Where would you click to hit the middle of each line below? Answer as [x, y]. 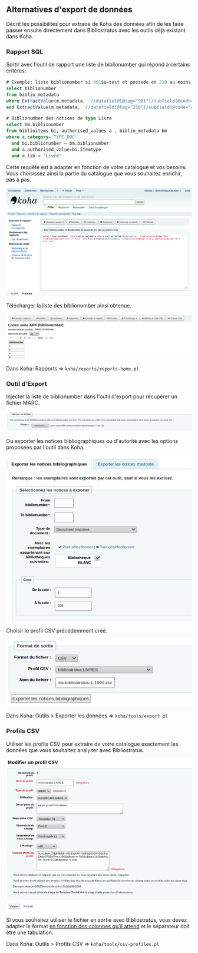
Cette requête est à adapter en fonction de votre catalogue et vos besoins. [97, 167]
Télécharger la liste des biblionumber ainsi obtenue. [69, 306]
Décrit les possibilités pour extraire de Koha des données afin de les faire [95, 24]
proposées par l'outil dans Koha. [45, 448]
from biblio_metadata [33, 95]
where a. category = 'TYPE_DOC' [42, 137]
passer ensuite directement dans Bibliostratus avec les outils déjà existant [96, 30]
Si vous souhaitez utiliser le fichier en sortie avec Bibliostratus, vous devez [97, 920]
